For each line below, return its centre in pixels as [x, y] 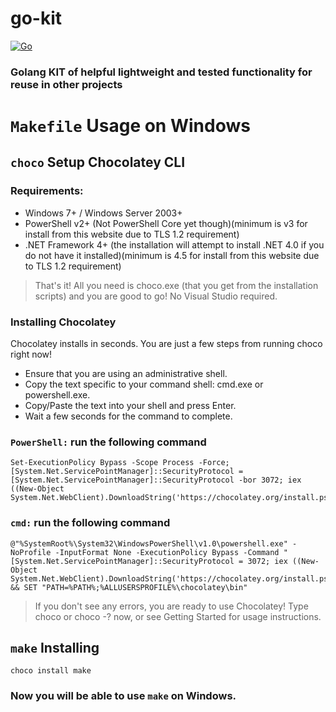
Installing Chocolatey [63, 322]
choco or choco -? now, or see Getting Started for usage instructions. [178, 616]
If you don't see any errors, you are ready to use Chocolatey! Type [171, 606]
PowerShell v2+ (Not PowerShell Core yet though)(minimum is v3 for [166, 223]
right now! [31, 354]
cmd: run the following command [90, 523]
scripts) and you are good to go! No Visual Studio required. [156, 296]
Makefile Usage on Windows [130, 126]
